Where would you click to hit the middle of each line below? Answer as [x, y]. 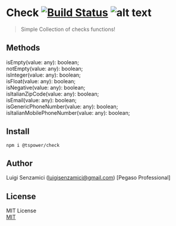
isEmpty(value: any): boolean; [43, 62]
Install [18, 132]
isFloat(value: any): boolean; [41, 81]
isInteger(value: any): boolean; [44, 75]
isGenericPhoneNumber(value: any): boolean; [62, 106]
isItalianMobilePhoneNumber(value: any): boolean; [68, 112]
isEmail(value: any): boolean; [41, 100]
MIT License [21, 211]
